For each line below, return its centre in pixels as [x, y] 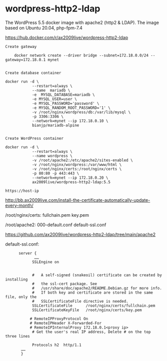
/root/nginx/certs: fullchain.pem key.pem [47, 215]
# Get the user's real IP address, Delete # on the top [91, 332]
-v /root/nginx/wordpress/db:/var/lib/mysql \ [81, 112]
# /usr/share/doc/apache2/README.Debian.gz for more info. [97, 288]
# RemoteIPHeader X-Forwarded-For [65, 323]
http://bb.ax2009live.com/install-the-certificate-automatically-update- [78, 200]
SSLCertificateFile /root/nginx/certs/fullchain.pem [93, 306]
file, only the [21, 297]
